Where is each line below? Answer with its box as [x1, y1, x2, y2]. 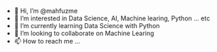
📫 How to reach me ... [14, 37, 80, 45]
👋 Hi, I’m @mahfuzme [14, 7, 78, 15]
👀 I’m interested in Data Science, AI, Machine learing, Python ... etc [14, 14, 211, 22]
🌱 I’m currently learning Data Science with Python [14, 22, 160, 30]
